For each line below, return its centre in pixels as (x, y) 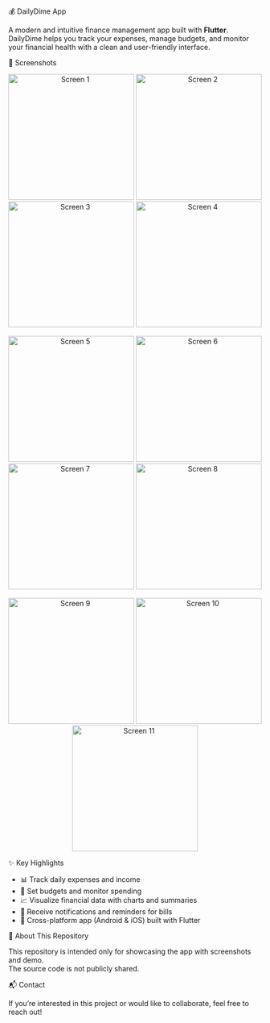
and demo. (26, 960)
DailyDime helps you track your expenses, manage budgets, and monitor (129, 38)
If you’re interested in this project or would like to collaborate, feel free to (129, 1003)
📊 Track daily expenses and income (80, 880)
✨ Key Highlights (36, 863)
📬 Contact (27, 985)
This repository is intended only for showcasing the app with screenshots (130, 951)
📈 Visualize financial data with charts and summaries (108, 900)
